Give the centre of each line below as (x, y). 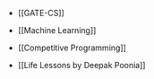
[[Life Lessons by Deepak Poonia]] (81, 65)
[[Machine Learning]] (57, 30)
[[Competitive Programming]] (72, 48)
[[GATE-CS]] (41, 13)
